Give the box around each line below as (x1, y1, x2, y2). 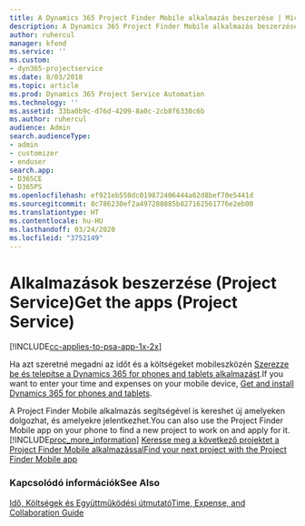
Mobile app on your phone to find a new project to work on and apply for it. (9, 425, 290, 436)
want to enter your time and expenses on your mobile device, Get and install (9, 379, 295, 389)
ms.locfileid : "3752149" (9, 233, 103, 242)
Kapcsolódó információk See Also (9, 477, 161, 490)
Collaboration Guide (9, 507, 84, 518)
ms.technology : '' (9, 97, 79, 107)
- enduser (9, 157, 47, 167)
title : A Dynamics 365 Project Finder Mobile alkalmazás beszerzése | (9, 13, 282, 23)
